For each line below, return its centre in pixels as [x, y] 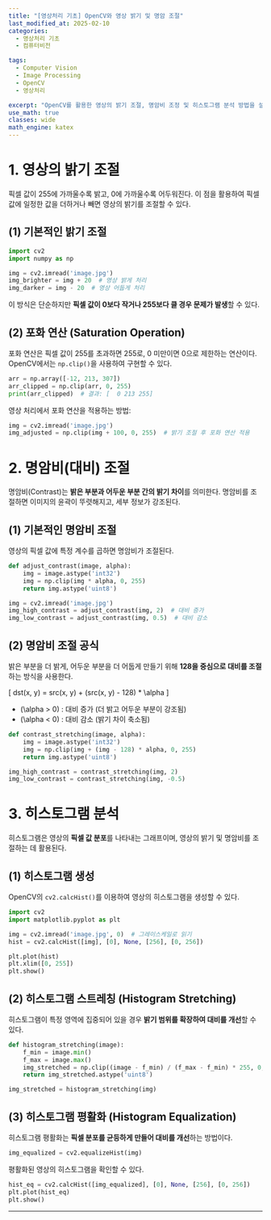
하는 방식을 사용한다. [41, 676]
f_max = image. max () [57, 1060]
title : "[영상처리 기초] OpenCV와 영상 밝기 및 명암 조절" [96, 16]
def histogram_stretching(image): [67, 1045]
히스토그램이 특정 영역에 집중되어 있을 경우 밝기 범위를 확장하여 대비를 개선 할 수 [132, 1019]
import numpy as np [41, 258]
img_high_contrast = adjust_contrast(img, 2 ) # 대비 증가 [106, 610]
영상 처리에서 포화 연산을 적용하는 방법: [70, 410]
